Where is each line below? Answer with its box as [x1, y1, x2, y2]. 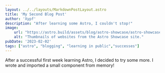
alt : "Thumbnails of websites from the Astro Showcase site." [14, 35, 144, 40]
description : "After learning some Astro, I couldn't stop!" [5, 21, 133, 26]
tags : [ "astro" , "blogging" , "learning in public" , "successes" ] [5, 44, 139, 49]
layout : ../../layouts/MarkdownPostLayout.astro [5, 7, 107, 12]
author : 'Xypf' [5, 16, 36, 21]
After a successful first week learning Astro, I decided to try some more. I [5, 57, 154, 63]
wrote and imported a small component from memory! [5, 62, 114, 68]
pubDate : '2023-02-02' [5, 39, 52, 44]
